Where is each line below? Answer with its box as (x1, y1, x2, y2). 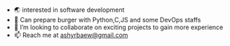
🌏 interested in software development (13, 6, 125, 14)
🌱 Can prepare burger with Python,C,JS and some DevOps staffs (13, 16, 201, 24)
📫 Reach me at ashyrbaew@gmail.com (13, 31, 128, 39)
